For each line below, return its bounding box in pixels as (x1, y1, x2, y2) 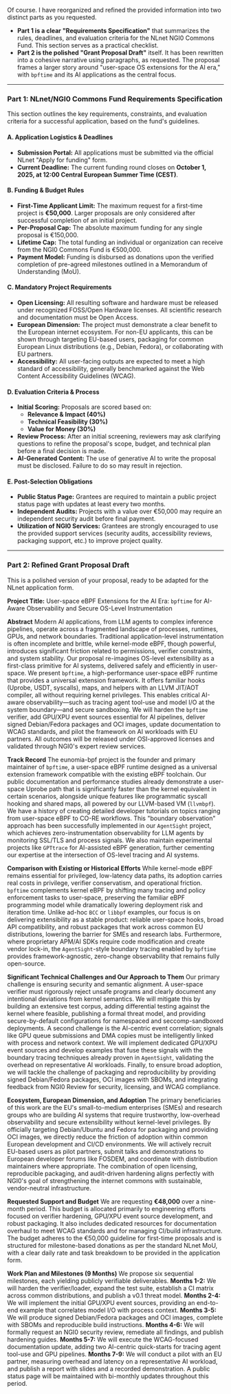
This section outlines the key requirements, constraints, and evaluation (7, 110, 208, 118)
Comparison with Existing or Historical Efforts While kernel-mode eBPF (7, 864, 213, 872)
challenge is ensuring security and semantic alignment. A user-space (7, 979, 203, 988)
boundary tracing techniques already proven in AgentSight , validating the (7, 1053, 214, 1062)
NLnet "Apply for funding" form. (16, 155, 108, 164)
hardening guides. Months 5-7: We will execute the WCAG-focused (7, 1335, 199, 1344)
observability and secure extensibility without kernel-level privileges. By (7, 1117, 211, 1126)
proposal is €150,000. (16, 230, 79, 239)
